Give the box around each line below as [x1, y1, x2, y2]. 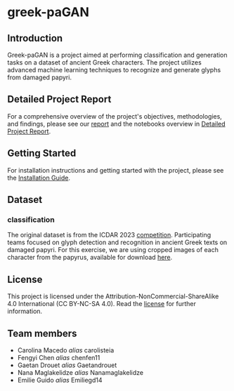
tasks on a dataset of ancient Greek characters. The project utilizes [7, 58, 202, 67]
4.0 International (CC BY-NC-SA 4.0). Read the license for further [7, 300, 197, 308]
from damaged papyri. [7, 73, 72, 81]
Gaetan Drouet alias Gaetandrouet [17, 361, 117, 369]
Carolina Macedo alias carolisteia [17, 345, 115, 354]
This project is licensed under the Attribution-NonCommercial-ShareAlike [7, 292, 219, 300]
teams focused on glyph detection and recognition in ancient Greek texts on [7, 238, 228, 246]
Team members [7, 327, 77, 339]
